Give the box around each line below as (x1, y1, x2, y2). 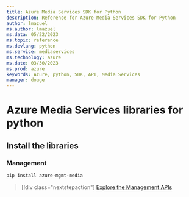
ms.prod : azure (6, 65, 45, 72)
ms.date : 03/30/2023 (6, 60, 59, 66)
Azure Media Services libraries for (6, 103, 184, 117)
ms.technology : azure (6, 54, 62, 60)
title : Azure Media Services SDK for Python (6, 9, 121, 15)
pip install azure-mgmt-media (6, 173, 84, 179)
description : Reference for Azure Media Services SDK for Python (6, 15, 176, 21)
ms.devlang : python (6, 43, 56, 49)
